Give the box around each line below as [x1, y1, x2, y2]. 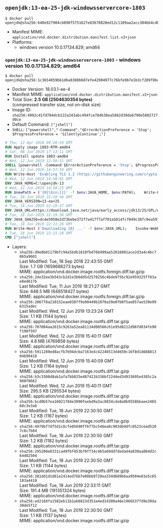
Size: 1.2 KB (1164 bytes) [19, 363, 68, 369]
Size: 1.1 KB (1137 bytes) [19, 512, 67, 518]
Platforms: [12, 39, 33, 45]
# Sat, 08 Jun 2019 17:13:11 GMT [5, 149, 73, 154]
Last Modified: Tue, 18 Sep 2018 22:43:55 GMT [19, 258, 114, 264]
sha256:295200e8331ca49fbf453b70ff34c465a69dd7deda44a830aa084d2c [19, 449, 157, 454]
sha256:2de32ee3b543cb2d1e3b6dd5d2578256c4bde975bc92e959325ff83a [19, 275, 157, 280]
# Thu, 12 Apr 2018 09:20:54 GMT [5, 140, 73, 145]
